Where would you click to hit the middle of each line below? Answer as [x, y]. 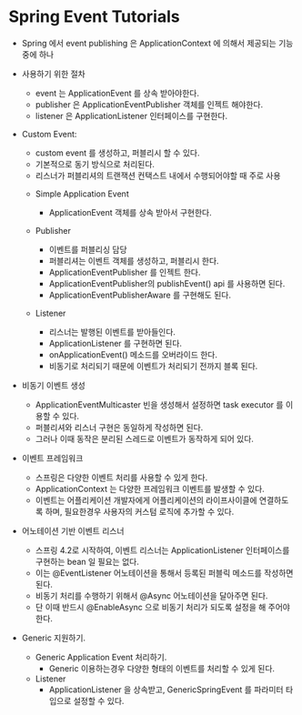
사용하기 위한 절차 [53, 74]
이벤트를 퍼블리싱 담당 [88, 249]
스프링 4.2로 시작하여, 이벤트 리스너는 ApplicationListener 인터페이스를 [162, 550]
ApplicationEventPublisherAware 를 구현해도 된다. [140, 295]
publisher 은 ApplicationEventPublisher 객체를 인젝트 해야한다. [149, 104]
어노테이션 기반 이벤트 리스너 [73, 530]
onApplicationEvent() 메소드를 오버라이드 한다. [133, 354]
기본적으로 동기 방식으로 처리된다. [95, 164]
